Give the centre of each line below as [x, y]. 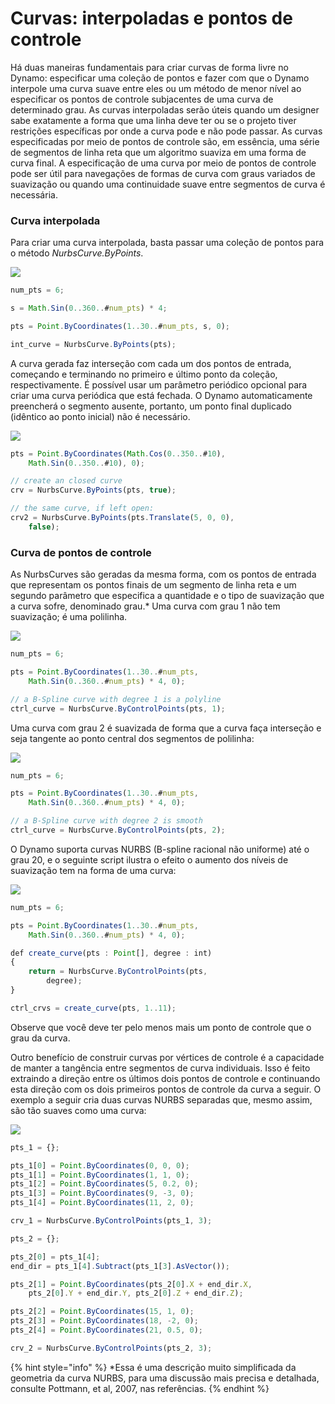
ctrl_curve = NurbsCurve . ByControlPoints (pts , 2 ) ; [118, 830]
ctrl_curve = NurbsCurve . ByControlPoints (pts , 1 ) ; [118, 708]
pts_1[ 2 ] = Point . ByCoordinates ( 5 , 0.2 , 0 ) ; [104, 1184]
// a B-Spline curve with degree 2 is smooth [106, 821]
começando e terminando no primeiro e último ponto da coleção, [144, 374]
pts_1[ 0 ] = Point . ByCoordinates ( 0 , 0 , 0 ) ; [100, 1165]
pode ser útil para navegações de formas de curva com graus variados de [163, 173]
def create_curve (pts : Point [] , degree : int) [111, 953]
